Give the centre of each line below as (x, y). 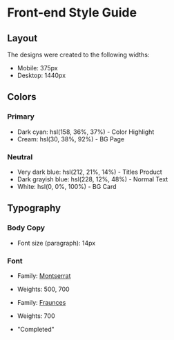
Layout (22, 38)
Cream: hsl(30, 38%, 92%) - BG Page (71, 139)
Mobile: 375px (37, 68)
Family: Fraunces (41, 302)
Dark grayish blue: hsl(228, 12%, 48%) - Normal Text (93, 179)
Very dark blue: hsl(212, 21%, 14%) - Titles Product (89, 172)
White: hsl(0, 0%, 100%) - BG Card (67, 186)
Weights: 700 (36, 316)
